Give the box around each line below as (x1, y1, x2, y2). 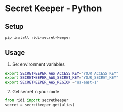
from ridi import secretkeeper (5, 98, 69, 103)
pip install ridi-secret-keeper (5, 35, 70, 40)
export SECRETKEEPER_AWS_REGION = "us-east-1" (5, 80, 99, 85)
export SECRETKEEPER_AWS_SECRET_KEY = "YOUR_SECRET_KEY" (5, 75, 119, 80)
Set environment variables (12, 61, 65, 67)
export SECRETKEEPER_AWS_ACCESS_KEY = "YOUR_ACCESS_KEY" (5, 71, 119, 75)
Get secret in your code (12, 89, 60, 94)
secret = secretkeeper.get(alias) (5, 103, 75, 108)
